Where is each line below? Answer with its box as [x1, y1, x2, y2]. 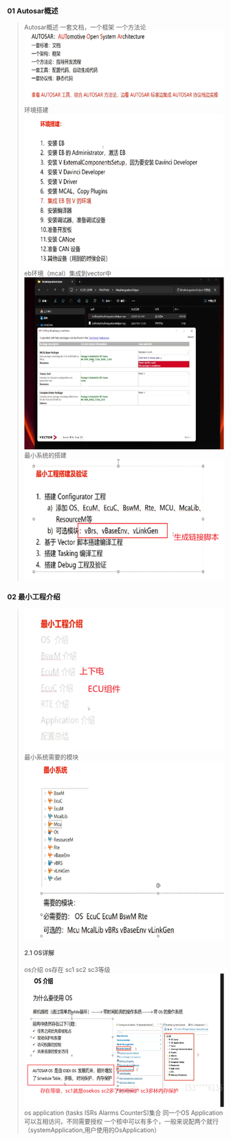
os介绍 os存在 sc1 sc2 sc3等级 [23, 965, 111, 973]
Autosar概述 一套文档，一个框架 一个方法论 [23, 23, 146, 32]
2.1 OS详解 [23, 949, 55, 957]
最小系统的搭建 [23, 450, 67, 459]
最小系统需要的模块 [23, 753, 79, 761]
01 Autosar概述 [7, 6, 58, 15]
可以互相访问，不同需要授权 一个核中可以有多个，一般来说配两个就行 [23, 1117, 219, 1125]
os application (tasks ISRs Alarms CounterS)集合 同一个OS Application [23, 1109, 223, 1117]
